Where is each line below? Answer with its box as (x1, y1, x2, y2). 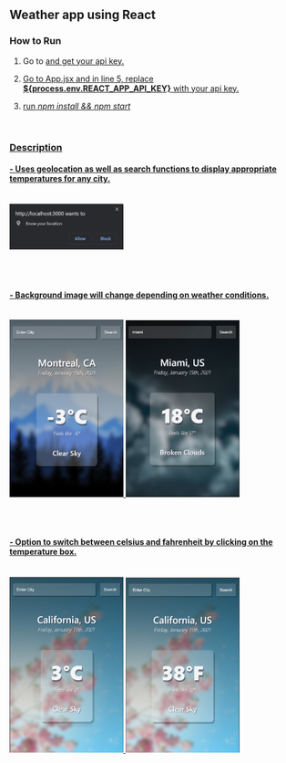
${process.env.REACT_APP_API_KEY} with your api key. (22, 82, 240, 94)
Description (9, 141, 63, 153)
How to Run (9, 35, 62, 47)
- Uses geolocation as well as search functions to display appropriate (9, 163, 278, 174)
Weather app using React (9, 7, 157, 23)
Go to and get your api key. (22, 55, 125, 67)
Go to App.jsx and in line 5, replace (22, 73, 155, 84)
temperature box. (9, 547, 77, 558)
